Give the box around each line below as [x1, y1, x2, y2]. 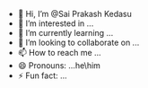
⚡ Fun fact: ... [17, 70, 67, 81]
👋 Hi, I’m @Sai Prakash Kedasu [17, 9, 133, 19]
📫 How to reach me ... [17, 48, 101, 57]
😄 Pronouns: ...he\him [17, 60, 101, 71]
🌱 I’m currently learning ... [17, 28, 114, 38]
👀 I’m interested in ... [17, 18, 94, 29]
